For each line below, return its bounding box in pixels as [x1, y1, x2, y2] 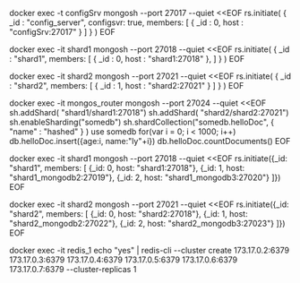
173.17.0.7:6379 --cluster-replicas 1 [9, 264, 137, 274]
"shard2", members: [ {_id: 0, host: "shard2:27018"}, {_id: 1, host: [9, 209, 248, 219]
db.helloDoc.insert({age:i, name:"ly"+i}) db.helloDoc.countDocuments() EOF [9, 136, 291, 146]
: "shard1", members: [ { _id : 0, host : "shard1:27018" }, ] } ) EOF [9, 54, 244, 64]
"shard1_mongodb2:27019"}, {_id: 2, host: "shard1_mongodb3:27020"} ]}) [9, 172, 281, 183]
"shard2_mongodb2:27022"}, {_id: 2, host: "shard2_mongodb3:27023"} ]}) [9, 219, 286, 228]
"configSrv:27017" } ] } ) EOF [9, 27, 116, 37]
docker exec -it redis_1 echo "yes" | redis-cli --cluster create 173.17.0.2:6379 [9, 245, 290, 255]
